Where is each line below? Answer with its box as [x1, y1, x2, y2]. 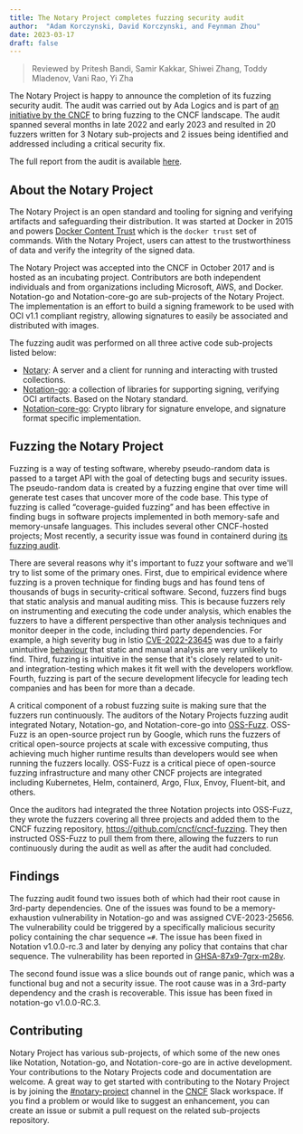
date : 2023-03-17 [9, 30, 75, 39]
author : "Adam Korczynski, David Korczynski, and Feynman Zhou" [9, 22, 260, 31]
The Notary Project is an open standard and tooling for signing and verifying [9, 206, 294, 217]
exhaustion [9, 911, 51, 923]
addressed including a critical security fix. [9, 138, 166, 149]
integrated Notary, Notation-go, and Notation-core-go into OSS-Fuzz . [9, 719, 270, 729]
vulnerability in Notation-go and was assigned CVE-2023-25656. [52, 911, 295, 923]
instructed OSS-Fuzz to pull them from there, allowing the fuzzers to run [9, 833, 279, 843]
